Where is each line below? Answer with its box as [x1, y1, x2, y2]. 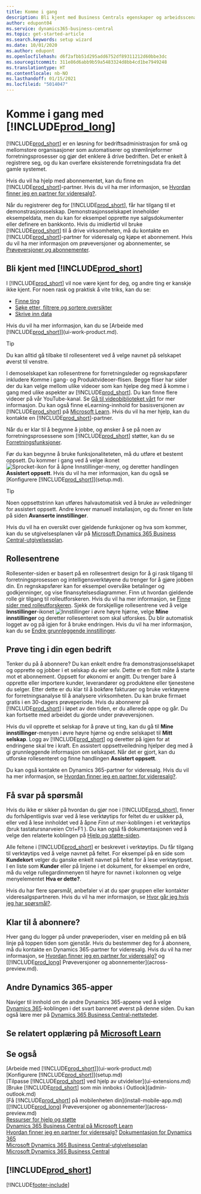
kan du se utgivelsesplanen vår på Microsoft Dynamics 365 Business [6, 530, 176, 537]
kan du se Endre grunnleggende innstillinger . [6, 627, 117, 634]
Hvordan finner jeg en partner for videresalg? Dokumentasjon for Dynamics [6, 1129, 192, 1136]
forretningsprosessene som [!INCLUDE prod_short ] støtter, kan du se [6, 432, 175, 439]
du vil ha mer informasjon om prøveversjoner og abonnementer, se [6, 240, 170, 247]
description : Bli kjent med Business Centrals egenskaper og [6, 14, 162, 20]
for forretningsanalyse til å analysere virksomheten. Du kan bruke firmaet [6, 692, 187, 700]
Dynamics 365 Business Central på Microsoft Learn [6, 1123, 133, 1130]
